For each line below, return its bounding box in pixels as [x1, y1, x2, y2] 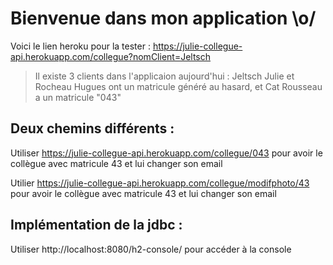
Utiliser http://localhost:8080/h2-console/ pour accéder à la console [10, 243, 292, 255]
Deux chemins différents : [10, 120, 175, 137]
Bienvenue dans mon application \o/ [10, 7, 317, 30]
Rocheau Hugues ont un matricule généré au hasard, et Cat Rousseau [34, 80, 323, 92]
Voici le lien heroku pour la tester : [10, 40, 151, 52]
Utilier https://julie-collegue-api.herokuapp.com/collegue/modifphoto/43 [10, 177, 310, 189]
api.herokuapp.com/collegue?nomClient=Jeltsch [10, 50, 212, 62]
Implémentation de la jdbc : [10, 217, 183, 234]
